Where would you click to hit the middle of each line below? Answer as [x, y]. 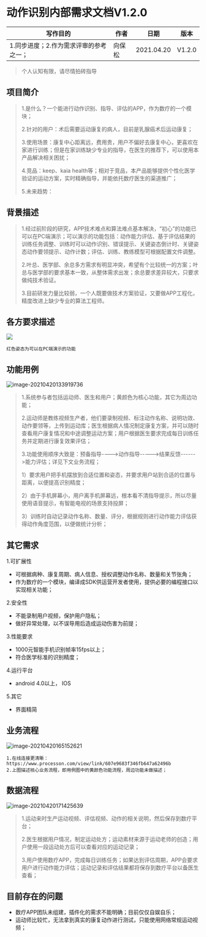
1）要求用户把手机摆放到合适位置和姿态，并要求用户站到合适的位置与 [109, 475]
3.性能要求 [20, 636]
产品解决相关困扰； [46, 157]
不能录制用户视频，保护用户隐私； [58, 616]
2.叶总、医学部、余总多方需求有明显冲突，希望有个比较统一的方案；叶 [110, 264]
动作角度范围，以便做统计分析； [67, 524]
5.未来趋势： [37, 191]
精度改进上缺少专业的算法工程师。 [64, 300]
